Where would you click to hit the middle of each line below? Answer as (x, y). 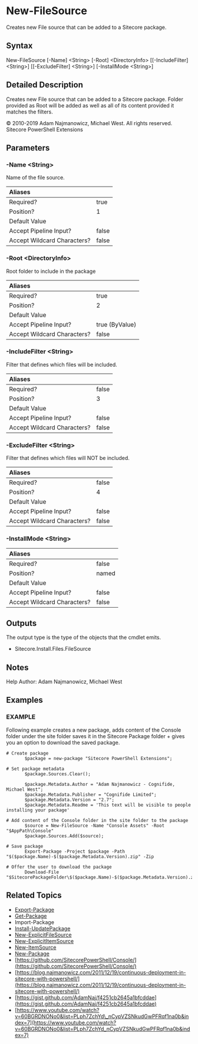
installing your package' (38, 810)
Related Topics (34, 895)
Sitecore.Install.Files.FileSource (53, 649)
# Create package (27, 753)
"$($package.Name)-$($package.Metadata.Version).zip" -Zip (80, 857)
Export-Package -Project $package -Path (75, 851)
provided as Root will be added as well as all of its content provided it (90, 105)
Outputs (22, 623)
